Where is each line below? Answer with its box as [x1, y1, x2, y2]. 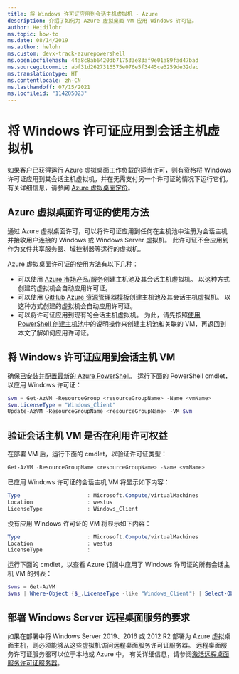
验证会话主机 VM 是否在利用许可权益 [7, 429, 169, 441]
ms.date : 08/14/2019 [7, 37, 69, 44]
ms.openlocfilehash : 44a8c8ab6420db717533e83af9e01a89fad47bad [7, 57, 199, 64]
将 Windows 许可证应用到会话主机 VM [7, 351, 176, 364]
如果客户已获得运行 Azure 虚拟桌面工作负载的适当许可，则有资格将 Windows [7, 165, 232, 175]
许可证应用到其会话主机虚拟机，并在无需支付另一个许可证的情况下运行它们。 [7, 175, 232, 183]
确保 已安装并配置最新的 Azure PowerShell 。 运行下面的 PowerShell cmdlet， [7, 372, 232, 380]
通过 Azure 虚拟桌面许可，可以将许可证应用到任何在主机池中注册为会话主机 [7, 226, 228, 235]
